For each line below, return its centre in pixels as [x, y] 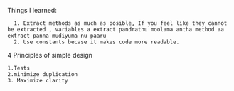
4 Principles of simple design [50, 55]
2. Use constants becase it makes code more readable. [97, 42]
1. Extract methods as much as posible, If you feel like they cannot [121, 23]
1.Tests [19, 68]
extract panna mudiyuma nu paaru [57, 36]
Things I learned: [32, 10]
